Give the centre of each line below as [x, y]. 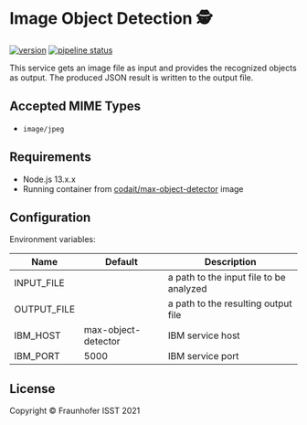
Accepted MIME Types [75, 106]
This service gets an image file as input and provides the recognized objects [153, 68]
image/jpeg [43, 129]
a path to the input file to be [227, 278]
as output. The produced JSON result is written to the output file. [132, 77]
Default [122, 262]
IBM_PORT [37, 356]
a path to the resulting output [230, 303]
